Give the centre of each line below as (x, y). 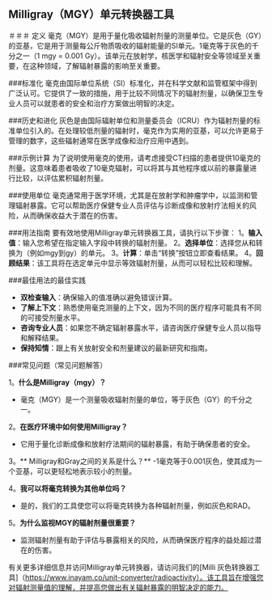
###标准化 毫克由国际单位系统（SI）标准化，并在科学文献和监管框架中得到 (133, 82)
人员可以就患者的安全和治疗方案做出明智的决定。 (97, 103)
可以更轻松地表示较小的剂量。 (86, 471)
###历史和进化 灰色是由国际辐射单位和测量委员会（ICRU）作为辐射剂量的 (131, 120)
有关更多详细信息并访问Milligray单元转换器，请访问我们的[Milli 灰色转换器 (131, 567)
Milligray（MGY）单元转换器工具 (91, 15)
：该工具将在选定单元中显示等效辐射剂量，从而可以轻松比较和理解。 (143, 263)
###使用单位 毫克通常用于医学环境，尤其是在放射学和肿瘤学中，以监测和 (130, 195)
